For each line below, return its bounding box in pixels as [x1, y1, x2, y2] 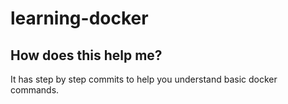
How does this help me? [10, 47, 163, 64]
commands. [10, 84, 60, 96]
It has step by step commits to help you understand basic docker [10, 73, 278, 85]
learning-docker [10, 7, 149, 30]
